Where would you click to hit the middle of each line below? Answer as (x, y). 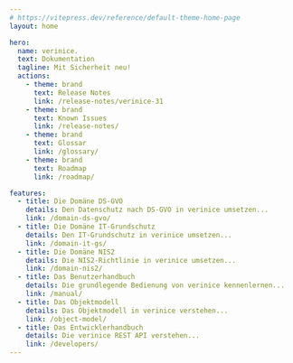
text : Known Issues (70, 118)
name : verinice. (48, 51)
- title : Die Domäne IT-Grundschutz (86, 227)
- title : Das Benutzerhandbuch (76, 277)
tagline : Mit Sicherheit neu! (74, 68)
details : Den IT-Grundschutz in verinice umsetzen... (129, 235)
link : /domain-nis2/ (64, 269)
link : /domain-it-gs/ (66, 243)
